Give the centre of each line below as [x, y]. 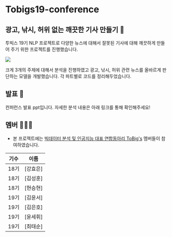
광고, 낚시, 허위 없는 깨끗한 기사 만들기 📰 [65, 29]
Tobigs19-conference [52, 9]
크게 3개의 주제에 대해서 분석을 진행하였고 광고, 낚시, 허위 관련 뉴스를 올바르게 [83, 70]
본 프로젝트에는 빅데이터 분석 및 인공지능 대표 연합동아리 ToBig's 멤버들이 [86, 138]
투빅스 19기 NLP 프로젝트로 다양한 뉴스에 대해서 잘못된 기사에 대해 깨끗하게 [80, 43]
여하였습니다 [25, 145]
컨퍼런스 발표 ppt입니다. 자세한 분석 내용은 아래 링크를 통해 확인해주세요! [78, 107]
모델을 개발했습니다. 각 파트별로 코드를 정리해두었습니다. [75, 76]
